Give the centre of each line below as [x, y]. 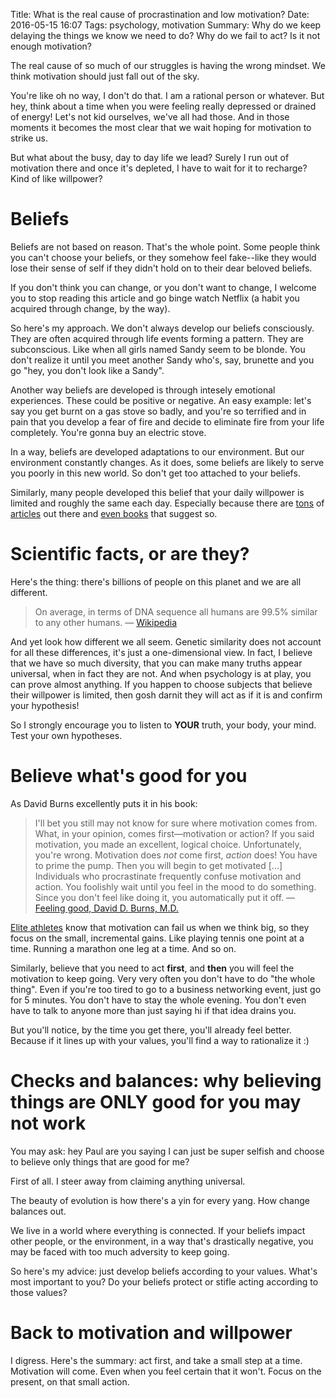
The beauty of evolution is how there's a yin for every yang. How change [160, 1200]
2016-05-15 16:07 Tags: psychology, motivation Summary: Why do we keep [166, 25]
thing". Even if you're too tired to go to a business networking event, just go [166, 989]
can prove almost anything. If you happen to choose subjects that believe [161, 684]
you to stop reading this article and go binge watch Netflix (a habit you [155, 298]
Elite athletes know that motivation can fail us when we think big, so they [160, 927]
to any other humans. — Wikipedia [106, 622]
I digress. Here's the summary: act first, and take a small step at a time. [156, 1360]
